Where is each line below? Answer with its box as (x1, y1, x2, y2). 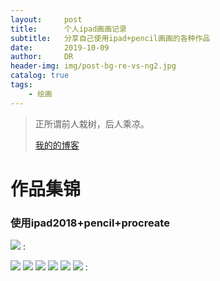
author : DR (10, 52, 74, 62)
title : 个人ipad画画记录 (10, 24, 127, 34)
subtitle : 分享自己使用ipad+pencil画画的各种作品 (10, 33, 211, 43)
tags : (10, 80, 33, 90)
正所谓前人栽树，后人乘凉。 (34, 117, 150, 130)
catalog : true (10, 71, 70, 81)
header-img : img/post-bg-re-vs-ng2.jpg (10, 61, 177, 71)
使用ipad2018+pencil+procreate (10, 216, 170, 230)
